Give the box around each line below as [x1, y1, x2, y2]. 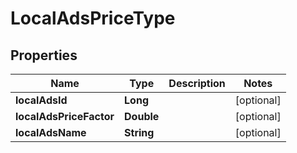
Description [168, 77, 226, 90]
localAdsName [15, 126, 87, 139]
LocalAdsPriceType [10, 7, 176, 30]
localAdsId [15, 93, 68, 107]
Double [124, 110, 160, 123]
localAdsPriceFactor [15, 110, 115, 123]
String [124, 126, 155, 139]
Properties [10, 47, 78, 64]
